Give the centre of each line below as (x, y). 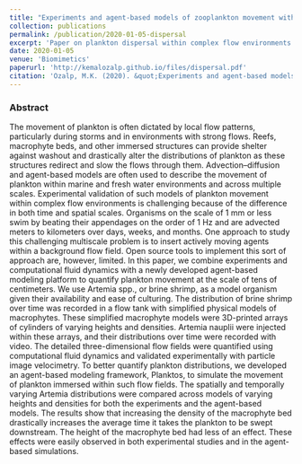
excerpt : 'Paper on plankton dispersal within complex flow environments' (152, 43)
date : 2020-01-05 (42, 51)
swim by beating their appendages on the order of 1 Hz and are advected (145, 223)
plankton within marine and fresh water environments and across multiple (145, 184)
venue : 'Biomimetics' (50, 59)
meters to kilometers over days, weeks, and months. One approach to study (150, 232)
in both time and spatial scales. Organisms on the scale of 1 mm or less (141, 213)
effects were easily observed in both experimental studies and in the (136, 442)
